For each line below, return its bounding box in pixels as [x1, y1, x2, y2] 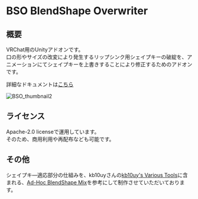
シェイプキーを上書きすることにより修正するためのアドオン [47, 61, 193, 68]
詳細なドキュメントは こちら [6, 81, 74, 88]
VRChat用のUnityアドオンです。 [6, 46, 84, 53]
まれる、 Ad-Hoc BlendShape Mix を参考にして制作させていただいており [6, 179, 180, 186]
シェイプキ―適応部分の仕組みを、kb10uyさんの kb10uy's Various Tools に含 [6, 171, 188, 178]
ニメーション [6, 61, 37, 68]
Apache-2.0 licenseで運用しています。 [6, 128, 100, 135]
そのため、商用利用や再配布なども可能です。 [6, 135, 115, 143]
